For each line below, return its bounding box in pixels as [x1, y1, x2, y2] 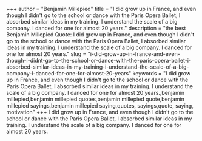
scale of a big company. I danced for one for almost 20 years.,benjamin [6, 89, 185, 96]
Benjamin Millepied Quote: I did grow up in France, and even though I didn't [6, 31, 195, 38]
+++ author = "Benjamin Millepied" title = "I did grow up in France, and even [6, 5, 197, 12]
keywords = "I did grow [132, 70, 191, 77]
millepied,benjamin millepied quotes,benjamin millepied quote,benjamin [6, 95, 185, 103]
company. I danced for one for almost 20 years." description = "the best [6, 24, 186, 32]
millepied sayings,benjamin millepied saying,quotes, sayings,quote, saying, [6, 102, 194, 109]
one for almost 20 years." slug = [6, 50, 87, 57]
